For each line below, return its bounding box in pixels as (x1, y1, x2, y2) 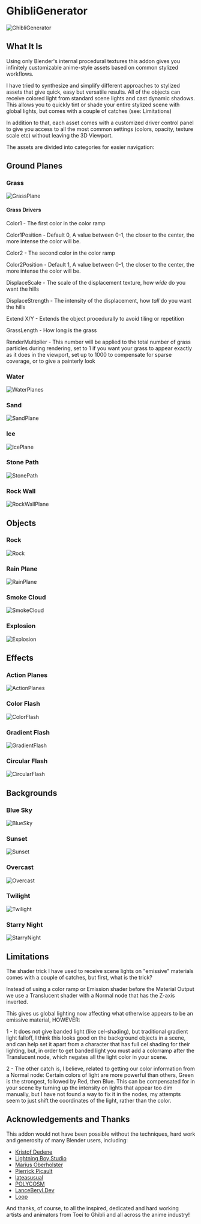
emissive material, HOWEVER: (6, 1016, 80, 1023)
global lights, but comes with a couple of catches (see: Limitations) (6, 107, 172, 115)
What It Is (6, 41, 43, 52)
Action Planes (6, 671, 48, 679)
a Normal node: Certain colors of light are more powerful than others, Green (6, 1071, 194, 1079)
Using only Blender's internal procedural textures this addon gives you (6, 57, 181, 64)
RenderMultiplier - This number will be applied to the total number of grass (6, 338, 191, 345)
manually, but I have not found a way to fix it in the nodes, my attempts (6, 1090, 181, 1097)
